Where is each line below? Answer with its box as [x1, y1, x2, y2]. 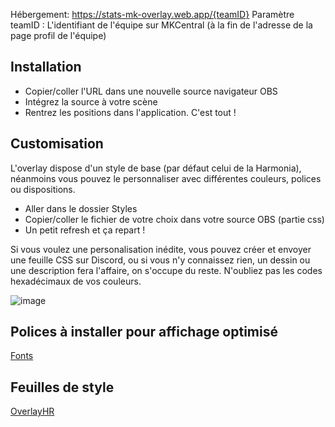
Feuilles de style [10, 379, 115, 396]
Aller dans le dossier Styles [24, 202, 138, 214]
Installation [10, 59, 82, 76]
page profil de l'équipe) [10, 30, 107, 41]
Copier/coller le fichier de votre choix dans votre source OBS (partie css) [24, 213, 325, 225]
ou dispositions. [10, 183, 76, 195]
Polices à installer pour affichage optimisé [10, 324, 278, 341]
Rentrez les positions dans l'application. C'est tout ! [24, 106, 237, 118]
